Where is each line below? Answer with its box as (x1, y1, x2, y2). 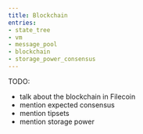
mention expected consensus (19, 100, 115, 110)
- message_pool (8, 41, 58, 49)
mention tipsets (19, 108, 70, 118)
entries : (8, 19, 37, 27)
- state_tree (8, 26, 51, 34)
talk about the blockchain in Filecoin (19, 92, 136, 101)
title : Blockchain (8, 11, 68, 20)
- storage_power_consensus (8, 56, 96, 63)
